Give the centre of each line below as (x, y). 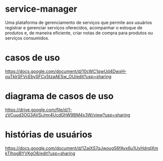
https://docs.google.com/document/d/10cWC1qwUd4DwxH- (66, 71)
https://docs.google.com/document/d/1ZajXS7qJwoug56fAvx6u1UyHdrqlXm (82, 148)
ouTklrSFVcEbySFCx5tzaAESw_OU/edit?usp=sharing (58, 76)
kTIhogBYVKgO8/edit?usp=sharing (40, 153)
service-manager (41, 9)
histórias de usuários (49, 135)
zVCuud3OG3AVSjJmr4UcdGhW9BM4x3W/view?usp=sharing (68, 115)
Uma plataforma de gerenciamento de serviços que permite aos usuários (79, 22)
